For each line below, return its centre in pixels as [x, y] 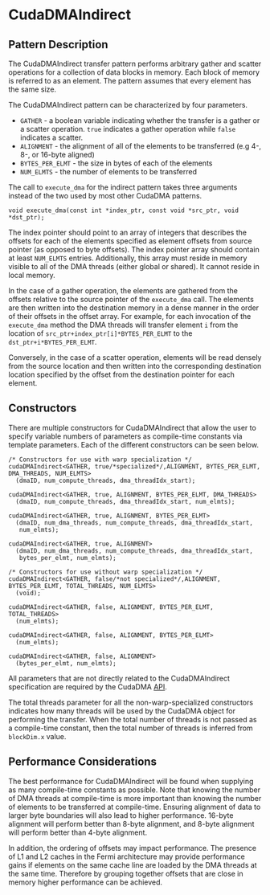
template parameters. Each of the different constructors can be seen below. [134, 444]
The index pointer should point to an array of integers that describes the [128, 232]
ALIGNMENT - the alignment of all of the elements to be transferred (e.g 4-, [141, 146]
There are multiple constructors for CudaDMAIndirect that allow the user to [133, 427]
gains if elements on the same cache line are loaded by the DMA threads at [133, 864]
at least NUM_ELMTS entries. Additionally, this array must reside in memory [128, 258]
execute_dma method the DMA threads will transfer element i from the [123, 325]
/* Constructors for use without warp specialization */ [106, 572]
